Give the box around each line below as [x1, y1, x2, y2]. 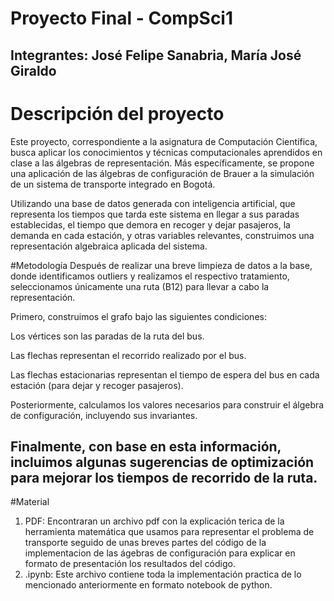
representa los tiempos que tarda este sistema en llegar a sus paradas [10, 208, 300, 220]
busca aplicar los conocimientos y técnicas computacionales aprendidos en [10, 146, 323, 158]
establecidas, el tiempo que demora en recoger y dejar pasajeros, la [10, 218, 291, 231]
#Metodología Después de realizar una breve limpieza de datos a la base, [10, 259, 313, 271]
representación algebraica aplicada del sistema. [10, 240, 208, 252]
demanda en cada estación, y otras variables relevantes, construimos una [10, 229, 315, 241]
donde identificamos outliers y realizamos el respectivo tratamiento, [10, 270, 290, 282]
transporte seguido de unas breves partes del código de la [24, 537, 267, 549]
